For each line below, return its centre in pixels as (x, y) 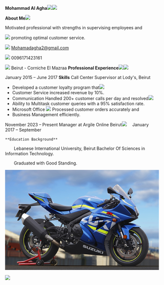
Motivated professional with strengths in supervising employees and (74, 28)
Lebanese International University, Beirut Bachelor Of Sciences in (80, 148)
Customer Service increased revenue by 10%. (58, 92)
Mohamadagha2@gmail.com (40, 48)
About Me (15, 18)
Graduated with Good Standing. (46, 163)
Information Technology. (30, 153)
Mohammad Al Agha (26, 8)
